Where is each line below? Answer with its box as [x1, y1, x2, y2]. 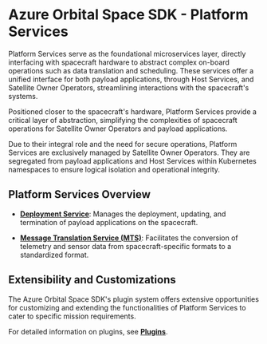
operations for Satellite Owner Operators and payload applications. [8, 124, 228, 133]
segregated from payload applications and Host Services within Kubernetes [8, 156, 257, 165]
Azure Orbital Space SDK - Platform [8, 6, 249, 24]
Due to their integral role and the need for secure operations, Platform [8, 139, 238, 148]
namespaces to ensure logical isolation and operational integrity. [8, 164, 221, 174]
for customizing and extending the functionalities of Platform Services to [8, 302, 246, 312]
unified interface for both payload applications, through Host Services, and [8, 74, 254, 84]
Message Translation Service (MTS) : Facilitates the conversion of [19, 233, 239, 243]
